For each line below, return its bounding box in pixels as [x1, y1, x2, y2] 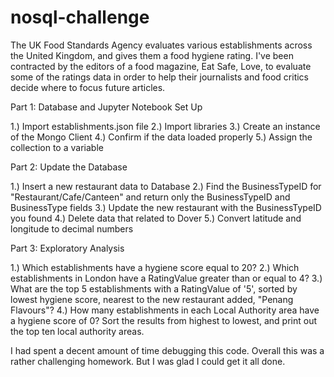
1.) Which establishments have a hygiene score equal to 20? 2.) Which [10, 261, 300, 273]
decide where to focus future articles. [10, 81, 166, 93]
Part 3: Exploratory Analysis [10, 242, 125, 254]
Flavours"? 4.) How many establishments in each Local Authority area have [10, 304, 320, 316]
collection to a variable [10, 141, 104, 153]
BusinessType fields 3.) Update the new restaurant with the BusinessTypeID [10, 201, 322, 213]
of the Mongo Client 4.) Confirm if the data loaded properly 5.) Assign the [10, 131, 313, 143]
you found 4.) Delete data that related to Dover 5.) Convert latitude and [10, 212, 302, 224]
